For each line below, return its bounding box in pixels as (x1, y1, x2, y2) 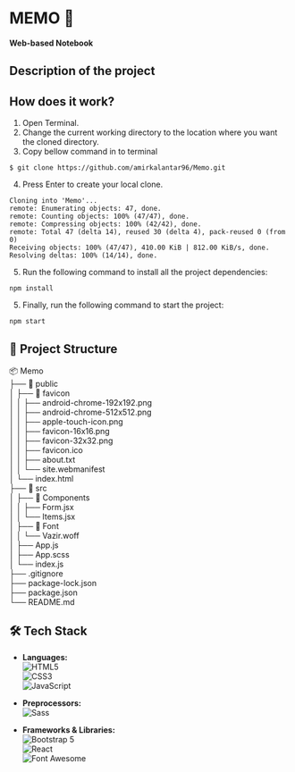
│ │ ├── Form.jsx (9, 501, 74, 512)
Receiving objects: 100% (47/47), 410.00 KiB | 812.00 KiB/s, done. (9, 243, 270, 253)
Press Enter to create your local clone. (21, 179, 164, 190)
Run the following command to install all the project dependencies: (21, 267, 268, 278)
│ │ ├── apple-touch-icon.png (9, 415, 123, 427)
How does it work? (9, 94, 115, 109)
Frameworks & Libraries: (21, 724, 116, 735)
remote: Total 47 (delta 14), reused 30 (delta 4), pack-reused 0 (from (9, 228, 286, 237)
